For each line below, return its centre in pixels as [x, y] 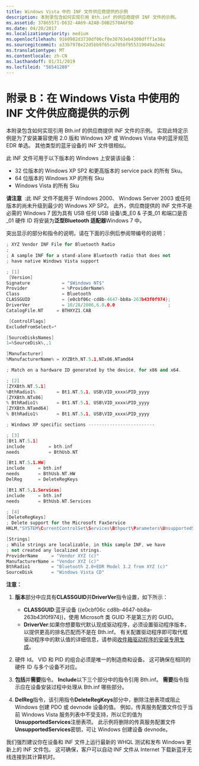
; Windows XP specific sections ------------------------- [81, 425]
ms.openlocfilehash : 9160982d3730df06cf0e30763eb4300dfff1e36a [86, 39]
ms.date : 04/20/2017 [32, 28]
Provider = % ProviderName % [55, 288]
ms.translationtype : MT [36, 51]
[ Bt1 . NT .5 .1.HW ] [26, 463]
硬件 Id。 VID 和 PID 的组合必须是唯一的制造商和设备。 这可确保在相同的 [103, 660]
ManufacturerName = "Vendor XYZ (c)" [53, 561]
